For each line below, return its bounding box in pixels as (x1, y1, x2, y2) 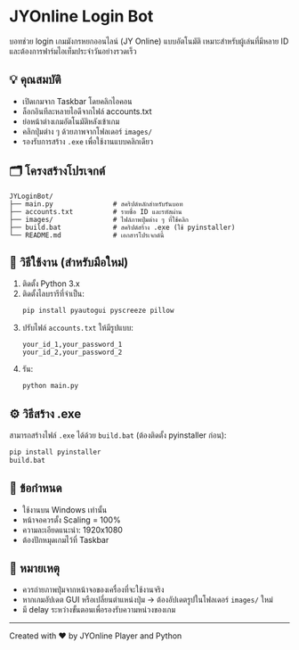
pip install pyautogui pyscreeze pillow (21, 306, 174, 316)
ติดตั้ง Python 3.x (21, 278, 80, 289)
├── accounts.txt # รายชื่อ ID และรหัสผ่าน (9, 207, 182, 216)
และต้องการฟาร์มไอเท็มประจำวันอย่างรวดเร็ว (9, 45, 137, 56)
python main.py (21, 382, 79, 391)
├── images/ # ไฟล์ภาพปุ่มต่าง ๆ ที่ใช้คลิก (9, 215, 190, 224)
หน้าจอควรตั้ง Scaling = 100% (21, 514, 122, 525)
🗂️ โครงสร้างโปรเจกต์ (9, 163, 106, 179)
